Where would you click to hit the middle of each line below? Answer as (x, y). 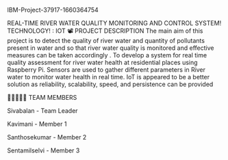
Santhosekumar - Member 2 (47, 137)
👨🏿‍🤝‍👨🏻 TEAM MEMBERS (42, 97)
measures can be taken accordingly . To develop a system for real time (107, 55)
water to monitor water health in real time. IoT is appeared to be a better (109, 77)
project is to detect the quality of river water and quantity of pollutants (106, 41)
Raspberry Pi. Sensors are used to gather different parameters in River (106, 70)
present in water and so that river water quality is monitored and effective (111, 48)
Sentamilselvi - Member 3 (43, 150)
